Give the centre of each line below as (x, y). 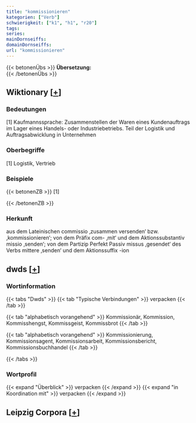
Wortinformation (31, 286)
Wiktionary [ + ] (34, 93)
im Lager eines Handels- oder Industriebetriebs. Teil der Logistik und (91, 129)
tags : (13, 28)
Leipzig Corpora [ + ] (43, 412)
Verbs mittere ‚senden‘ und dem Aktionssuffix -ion (68, 250)
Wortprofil (21, 374)
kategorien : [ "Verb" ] (33, 17)
